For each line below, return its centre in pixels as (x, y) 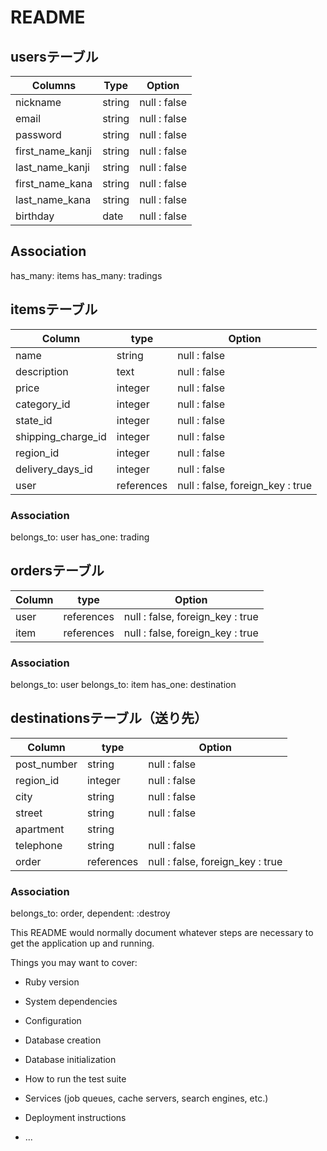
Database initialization (70, 1060)
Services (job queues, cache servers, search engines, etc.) (146, 1098)
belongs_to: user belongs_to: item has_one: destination (123, 685)
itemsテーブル (54, 309)
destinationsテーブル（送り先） (109, 718)
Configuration (53, 1021)
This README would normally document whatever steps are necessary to (162, 933)
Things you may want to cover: (74, 963)
